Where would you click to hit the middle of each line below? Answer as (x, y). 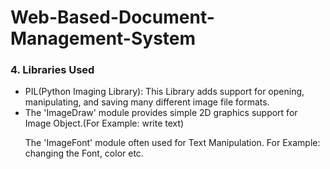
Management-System (103, 38)
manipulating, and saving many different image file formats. (147, 102)
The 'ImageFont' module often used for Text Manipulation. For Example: (172, 143)
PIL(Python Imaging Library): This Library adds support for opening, (164, 92)
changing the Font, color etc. (84, 153)
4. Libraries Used (52, 70)
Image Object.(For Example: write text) (104, 123)
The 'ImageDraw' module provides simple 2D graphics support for (161, 113)
